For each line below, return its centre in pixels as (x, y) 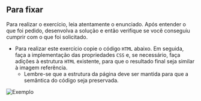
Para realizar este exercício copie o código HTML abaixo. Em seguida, (99, 48)
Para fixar (25, 10)
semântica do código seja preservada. (71, 80)
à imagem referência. (41, 68)
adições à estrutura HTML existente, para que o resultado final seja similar (105, 61)
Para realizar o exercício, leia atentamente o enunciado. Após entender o (96, 24)
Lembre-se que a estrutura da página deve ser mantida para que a (106, 74)
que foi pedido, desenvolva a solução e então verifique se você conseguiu (98, 30)
